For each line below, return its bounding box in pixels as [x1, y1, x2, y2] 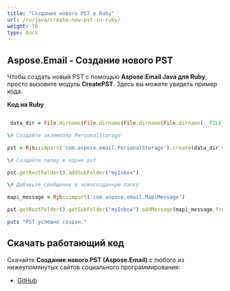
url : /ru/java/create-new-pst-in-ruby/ [7, 16, 121, 23]
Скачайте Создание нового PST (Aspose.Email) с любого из [7, 255, 185, 264]
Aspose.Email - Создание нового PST [7, 54, 173, 66]
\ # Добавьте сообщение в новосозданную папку [7, 181, 139, 188]
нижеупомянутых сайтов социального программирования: [7, 263, 181, 271]
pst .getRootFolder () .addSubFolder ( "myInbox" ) [7, 169, 139, 176]
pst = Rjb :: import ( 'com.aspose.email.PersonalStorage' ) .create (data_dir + [7, 144, 225, 151]
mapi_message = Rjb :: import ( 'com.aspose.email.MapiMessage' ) [7, 194, 186, 201]
